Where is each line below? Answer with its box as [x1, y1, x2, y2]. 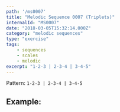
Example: [6, 97, 41, 107]
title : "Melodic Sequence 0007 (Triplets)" [6, 14, 115, 20]
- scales [17, 52, 38, 58]
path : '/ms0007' [6, 8, 46, 15]
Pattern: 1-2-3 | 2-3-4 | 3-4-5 [6, 80, 83, 87]
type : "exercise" [6, 36, 49, 42]
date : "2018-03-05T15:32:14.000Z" [6, 25, 92, 31]
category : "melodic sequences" [6, 31, 83, 37]
